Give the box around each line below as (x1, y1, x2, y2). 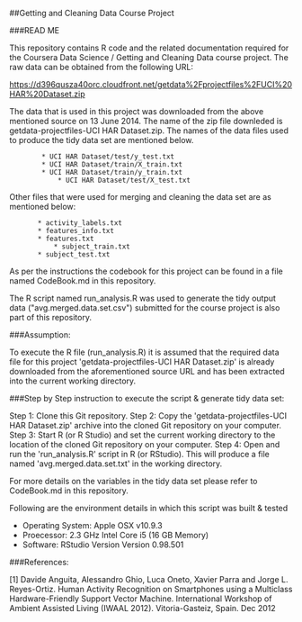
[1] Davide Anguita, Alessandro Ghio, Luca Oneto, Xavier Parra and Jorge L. (9, 574, 289, 584)
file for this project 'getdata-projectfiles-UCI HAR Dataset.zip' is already (9, 356, 275, 367)
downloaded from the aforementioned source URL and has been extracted (9, 366, 285, 376)
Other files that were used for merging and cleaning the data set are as (9, 192, 271, 202)
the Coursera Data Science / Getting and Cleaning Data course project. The (9, 52, 289, 62)
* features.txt (37, 234, 94, 243)
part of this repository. (9, 312, 93, 322)
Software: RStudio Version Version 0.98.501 (22, 539, 184, 550)
